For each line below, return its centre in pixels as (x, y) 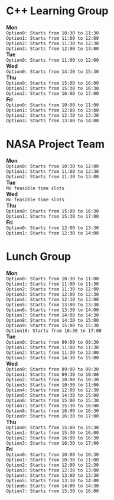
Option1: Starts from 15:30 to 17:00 (53, 216)
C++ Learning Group (57, 11)
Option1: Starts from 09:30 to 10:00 (53, 374)
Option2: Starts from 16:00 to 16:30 (53, 438)
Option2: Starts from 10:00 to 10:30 (53, 379)
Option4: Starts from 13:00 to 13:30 (53, 475)
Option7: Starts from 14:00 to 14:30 (53, 315)
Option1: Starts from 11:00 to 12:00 (53, 38)
